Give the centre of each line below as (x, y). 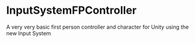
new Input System (29, 33)
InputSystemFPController (72, 10)
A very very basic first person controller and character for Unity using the (97, 27)
